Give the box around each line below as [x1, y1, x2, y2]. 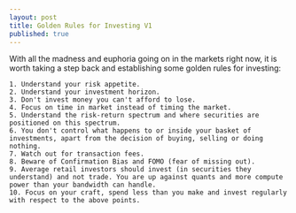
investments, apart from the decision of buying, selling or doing [9, 134, 264, 143]
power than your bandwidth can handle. [9, 180, 157, 190]
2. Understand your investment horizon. [9, 87, 161, 97]
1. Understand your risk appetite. [9, 80, 141, 89]
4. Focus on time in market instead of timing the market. [9, 103, 232, 112]
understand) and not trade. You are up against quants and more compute [9, 173, 284, 182]
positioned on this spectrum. [9, 118, 121, 128]
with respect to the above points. [9, 196, 141, 205]
